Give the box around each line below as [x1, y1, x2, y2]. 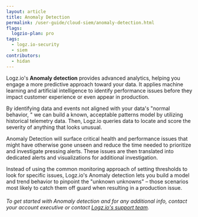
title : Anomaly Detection [6, 14, 70, 20]
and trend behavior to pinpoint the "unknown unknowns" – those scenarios [6, 178, 189, 185]
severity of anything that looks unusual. [6, 124, 102, 131]
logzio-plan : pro [11, 31, 54, 37]
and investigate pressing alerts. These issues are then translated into [6, 147, 174, 154]
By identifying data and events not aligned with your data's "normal [6, 105, 170, 112]
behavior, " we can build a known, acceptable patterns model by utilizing [6, 111, 183, 118]
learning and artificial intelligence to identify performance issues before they [6, 87, 193, 94]
